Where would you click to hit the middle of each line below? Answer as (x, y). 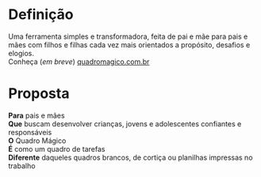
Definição (41, 15)
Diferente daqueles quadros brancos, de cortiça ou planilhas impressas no (130, 157)
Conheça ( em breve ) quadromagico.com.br (79, 62)
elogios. (21, 53)
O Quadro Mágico (37, 141)
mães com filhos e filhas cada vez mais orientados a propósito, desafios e (129, 44)
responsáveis (30, 132)
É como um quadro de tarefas (57, 149)
